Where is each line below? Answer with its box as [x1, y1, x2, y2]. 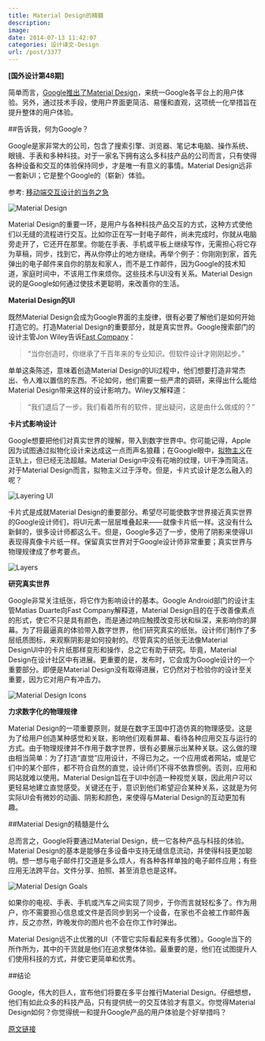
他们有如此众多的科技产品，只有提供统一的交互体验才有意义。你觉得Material [8, 998, 256, 1007]
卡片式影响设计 [8, 419, 57, 428]
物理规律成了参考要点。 [8, 547, 84, 556]
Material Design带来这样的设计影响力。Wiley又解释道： [8, 385, 188, 395]
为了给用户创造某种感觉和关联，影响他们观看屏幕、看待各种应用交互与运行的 [8, 734, 257, 742]
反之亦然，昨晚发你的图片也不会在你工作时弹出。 [21, 918, 181, 926]
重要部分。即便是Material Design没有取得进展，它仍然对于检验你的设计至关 [8, 665, 253, 674]
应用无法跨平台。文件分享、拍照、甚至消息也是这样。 [8, 866, 181, 875]
